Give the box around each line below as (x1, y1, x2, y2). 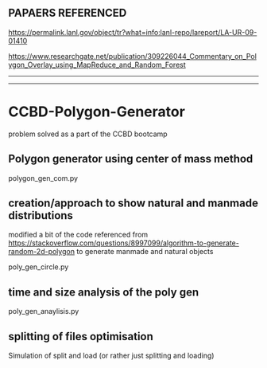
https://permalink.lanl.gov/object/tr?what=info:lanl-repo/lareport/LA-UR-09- (8, 27, 257, 37)
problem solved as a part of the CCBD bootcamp (8, 129, 168, 139)
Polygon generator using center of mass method (8, 152, 253, 166)
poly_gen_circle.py (8, 262, 69, 272)
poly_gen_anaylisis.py (8, 307, 79, 316)
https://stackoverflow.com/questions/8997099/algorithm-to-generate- (8, 238, 240, 248)
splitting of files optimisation (8, 330, 153, 343)
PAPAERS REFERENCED (8, 6, 127, 20)
